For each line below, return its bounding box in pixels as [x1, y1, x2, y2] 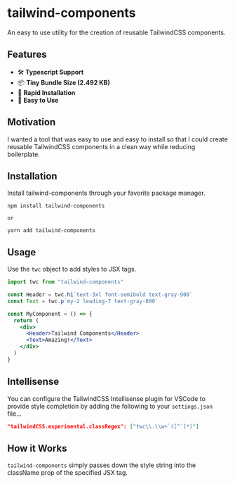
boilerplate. [7, 150, 40, 158]
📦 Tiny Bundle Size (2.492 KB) [17, 78, 110, 87]
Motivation [7, 116, 56, 128]
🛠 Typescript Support [17, 68, 84, 76]
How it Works [7, 442, 67, 454]
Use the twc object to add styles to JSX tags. [7, 265, 137, 274]
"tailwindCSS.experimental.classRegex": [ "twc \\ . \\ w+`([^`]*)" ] [7, 423, 199, 430]
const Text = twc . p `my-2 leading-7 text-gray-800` [7, 298, 159, 305]
